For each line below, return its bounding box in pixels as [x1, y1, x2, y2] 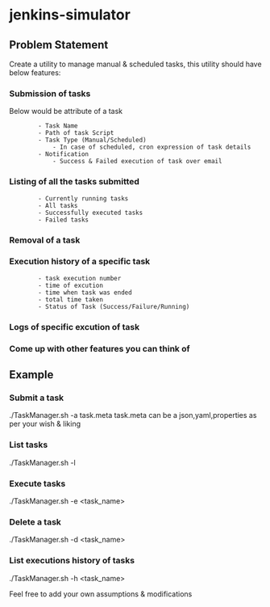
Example [9, 368, 54, 381]
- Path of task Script [38, 129, 114, 137]
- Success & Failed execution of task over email [52, 158, 222, 166]
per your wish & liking [9, 419, 81, 429]
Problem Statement [9, 38, 109, 52]
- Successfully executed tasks [38, 209, 143, 217]
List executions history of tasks [9, 555, 135, 567]
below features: [9, 68, 61, 78]
